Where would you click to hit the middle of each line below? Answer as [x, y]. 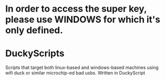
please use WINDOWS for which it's [83, 19]
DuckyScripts [35, 53]
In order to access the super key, [76, 9]
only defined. [34, 30]
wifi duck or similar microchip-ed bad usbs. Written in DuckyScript [75, 73]
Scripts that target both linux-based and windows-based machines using [82, 68]
